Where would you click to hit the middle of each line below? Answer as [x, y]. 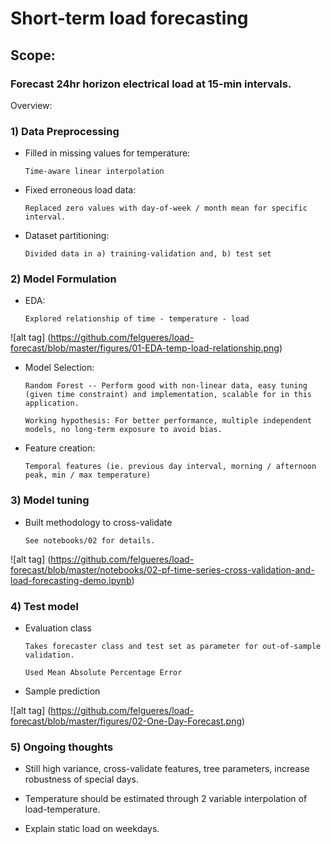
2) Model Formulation [63, 279]
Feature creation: [60, 448]
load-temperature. [62, 809]
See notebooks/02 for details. [90, 540]
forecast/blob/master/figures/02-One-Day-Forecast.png [126, 721]
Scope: [33, 55]
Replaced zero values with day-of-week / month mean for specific [166, 208]
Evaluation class [58, 628]
